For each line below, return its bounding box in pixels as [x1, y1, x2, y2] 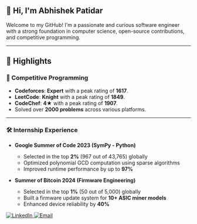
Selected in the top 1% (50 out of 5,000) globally [23, 188, 141, 195]
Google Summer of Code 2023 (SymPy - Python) [14, 142, 136, 149]
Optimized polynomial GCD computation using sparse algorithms [23, 159, 180, 166]
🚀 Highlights [6, 56, 52, 66]
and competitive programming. [6, 33, 81, 41]
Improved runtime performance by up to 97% [23, 165, 133, 173]
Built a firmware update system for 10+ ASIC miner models [23, 194, 167, 201]
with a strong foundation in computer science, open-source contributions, [6, 27, 185, 35]
